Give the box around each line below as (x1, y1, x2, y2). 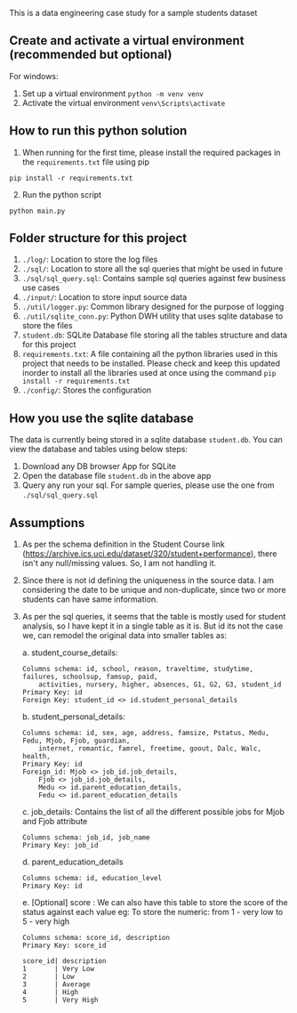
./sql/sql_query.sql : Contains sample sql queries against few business (21, 273, 286, 284)
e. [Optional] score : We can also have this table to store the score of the (21, 897, 288, 908)
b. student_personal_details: (21, 711, 126, 722)
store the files (21, 320, 73, 331)
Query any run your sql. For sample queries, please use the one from (21, 480, 275, 490)
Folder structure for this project (9, 231, 188, 246)
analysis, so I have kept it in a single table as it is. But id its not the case (21, 620, 284, 631)
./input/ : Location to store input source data (21, 292, 188, 303)
